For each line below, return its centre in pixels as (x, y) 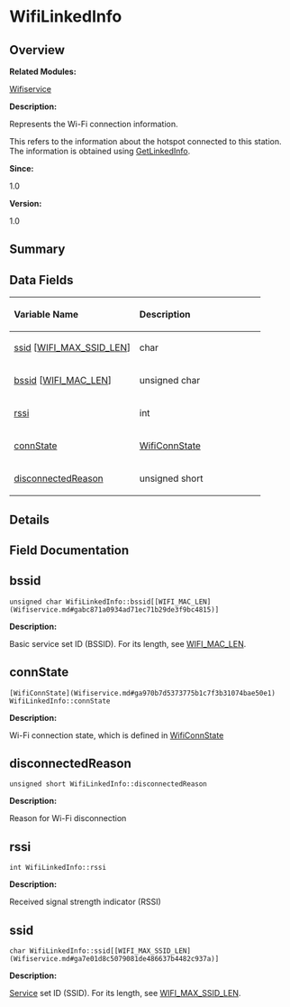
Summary (37, 249)
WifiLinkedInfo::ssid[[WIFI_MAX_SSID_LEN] (110, 951)
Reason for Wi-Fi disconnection (68, 818)
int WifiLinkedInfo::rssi (58, 868)
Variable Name (46, 315)
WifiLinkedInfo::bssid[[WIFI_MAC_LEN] (139, 602)
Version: (26, 203)
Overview (37, 50)
